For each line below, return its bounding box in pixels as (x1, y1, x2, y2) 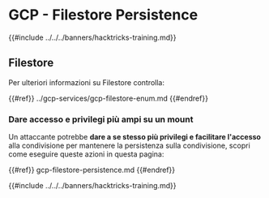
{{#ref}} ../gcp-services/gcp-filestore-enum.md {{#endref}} (8, 93, 209, 103)
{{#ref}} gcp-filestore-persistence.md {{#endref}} (8, 165, 176, 175)
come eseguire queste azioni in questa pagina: (8, 149, 164, 159)
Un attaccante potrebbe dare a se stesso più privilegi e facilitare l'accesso (8, 132, 262, 142)
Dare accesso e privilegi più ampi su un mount (8, 114, 194, 125)
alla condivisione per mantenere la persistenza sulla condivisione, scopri (8, 140, 251, 151)
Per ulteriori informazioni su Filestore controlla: (8, 77, 164, 87)
